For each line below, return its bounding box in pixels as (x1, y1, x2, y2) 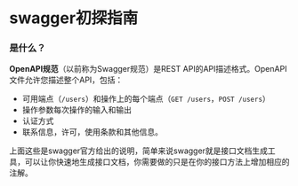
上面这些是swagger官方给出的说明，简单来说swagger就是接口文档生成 (9, 145, 269, 156)
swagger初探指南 (9, 8, 139, 28)
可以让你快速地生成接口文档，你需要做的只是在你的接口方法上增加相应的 (24, 157, 290, 167)
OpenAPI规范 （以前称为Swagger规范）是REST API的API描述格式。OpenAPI (9, 64, 287, 74)
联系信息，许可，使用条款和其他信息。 (21, 127, 163, 137)
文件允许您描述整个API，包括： (9, 74, 124, 85)
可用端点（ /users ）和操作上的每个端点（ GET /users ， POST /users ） (21, 94, 271, 105)
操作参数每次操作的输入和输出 (21, 105, 132, 115)
